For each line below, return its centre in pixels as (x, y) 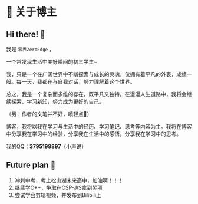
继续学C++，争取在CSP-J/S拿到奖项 (59, 187)
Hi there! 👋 (26, 34)
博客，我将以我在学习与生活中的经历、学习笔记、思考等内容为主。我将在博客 (99, 126)
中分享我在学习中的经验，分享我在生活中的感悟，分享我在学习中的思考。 (94, 134)
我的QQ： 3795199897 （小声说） (47, 146)
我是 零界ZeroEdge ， (30, 49)
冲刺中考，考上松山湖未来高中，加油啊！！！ (69, 180)
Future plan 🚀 (31, 165)
